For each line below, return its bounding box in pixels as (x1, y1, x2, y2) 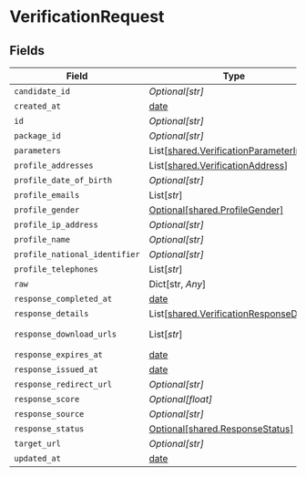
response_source (14, 409, 85, 419)
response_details (14, 308, 89, 318)
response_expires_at (14, 349, 103, 359)
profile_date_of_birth (14, 175, 112, 185)
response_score (14, 394, 80, 404)
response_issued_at (14, 365, 98, 375)
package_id (14, 130, 61, 140)
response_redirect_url (14, 379, 112, 389)
